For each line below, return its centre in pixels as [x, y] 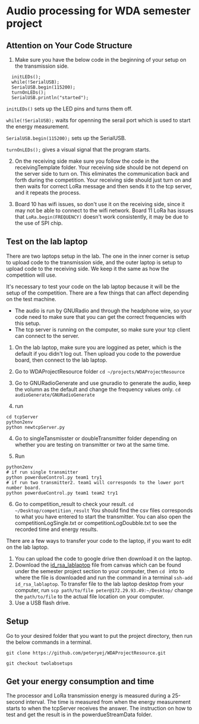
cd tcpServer [22, 417]
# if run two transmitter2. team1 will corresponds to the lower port [95, 482]
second [15, 702]
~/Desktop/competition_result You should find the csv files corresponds [104, 510]
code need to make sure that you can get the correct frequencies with [100, 317]
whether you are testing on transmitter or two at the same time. [92, 444]
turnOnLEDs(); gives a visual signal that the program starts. [78, 149]
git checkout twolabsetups [40, 663]
